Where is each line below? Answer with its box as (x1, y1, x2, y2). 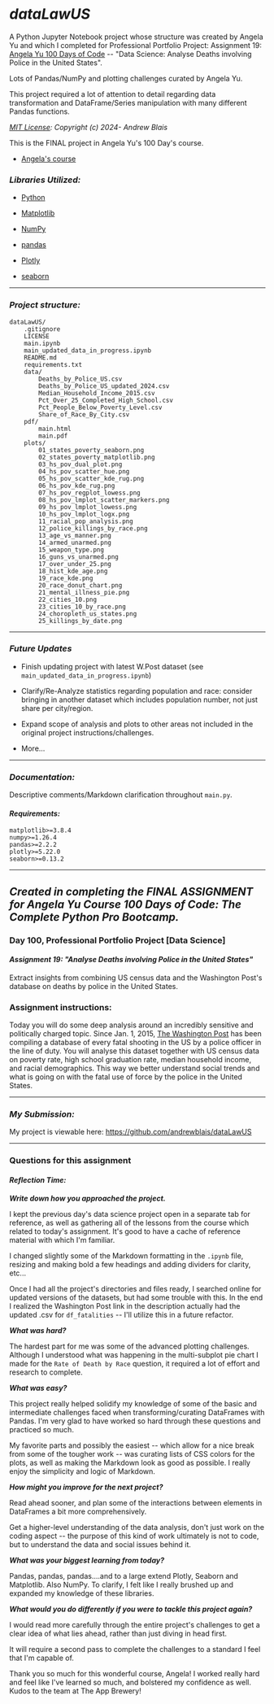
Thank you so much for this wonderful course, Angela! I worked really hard (9, 1668, 260, 1678)
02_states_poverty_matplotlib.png (38, 453, 155, 461)
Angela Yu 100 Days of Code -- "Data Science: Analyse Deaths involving (9, 49, 252, 59)
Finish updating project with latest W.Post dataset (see (20, 661, 204, 671)
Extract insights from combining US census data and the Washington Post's (9, 973, 263, 983)
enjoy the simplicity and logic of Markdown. (9, 1466, 155, 1476)
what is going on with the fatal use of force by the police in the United (9, 1072, 243, 1082)
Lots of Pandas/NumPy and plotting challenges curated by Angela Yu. (9, 73, 243, 83)
